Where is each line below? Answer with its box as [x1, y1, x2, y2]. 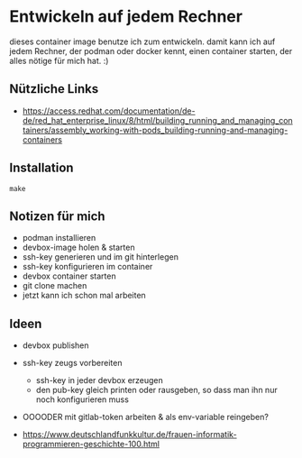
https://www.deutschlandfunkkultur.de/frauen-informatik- [22, 429, 237, 440]
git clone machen [22, 280, 87, 291]
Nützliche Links [9, 81, 99, 96]
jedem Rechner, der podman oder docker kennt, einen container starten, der [9, 45, 293, 56]
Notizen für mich [9, 208, 105, 224]
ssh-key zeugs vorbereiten [22, 358, 123, 369]
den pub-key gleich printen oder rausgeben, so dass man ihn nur [35, 385, 278, 396]
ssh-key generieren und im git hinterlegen [22, 252, 178, 262]
